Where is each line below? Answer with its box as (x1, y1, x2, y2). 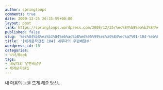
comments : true (5, 12, 36, 17)
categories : (5, 48, 29, 53)
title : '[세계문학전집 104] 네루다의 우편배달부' (5, 39, 92, 44)
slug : (5, 35, 16, 39)
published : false (5, 30, 40, 35)
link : (5, 25, 16, 30)
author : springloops (5, 7, 47, 12)
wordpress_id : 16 (5, 43, 40, 48)
